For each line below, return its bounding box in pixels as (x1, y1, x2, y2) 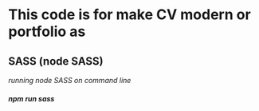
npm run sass (8, 93, 55, 103)
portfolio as (8, 22, 86, 41)
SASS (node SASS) (8, 54, 104, 68)
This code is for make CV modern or (8, 6, 251, 24)
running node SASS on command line (8, 76, 131, 85)
